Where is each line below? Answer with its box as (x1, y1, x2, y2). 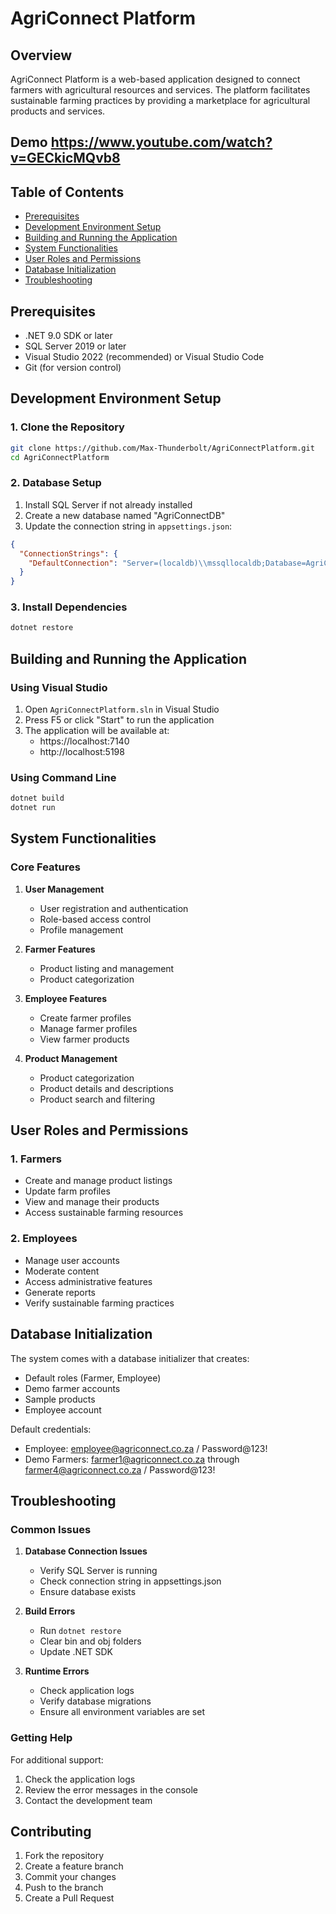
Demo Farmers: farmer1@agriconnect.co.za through (24, 1453, 240, 1465)
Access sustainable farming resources (24, 1207, 184, 1219)
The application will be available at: (24, 724, 170, 736)
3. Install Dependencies (10, 600, 128, 614)
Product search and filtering (39, 1093, 156, 1105)
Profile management (39, 923, 124, 936)
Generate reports (24, 1286, 97, 1298)
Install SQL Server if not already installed (24, 498, 193, 511)
